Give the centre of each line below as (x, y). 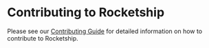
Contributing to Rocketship (86, 13)
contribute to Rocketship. (43, 38)
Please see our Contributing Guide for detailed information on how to (105, 31)
